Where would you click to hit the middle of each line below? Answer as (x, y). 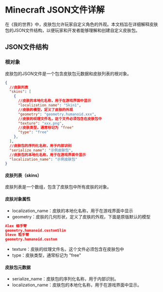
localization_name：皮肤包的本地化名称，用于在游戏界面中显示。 (77, 285)
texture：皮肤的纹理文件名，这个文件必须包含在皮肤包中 (68, 249)
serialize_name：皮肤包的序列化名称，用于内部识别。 (65, 279)
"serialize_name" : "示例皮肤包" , (41, 150)
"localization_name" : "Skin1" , (49, 105)
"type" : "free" (33, 132)
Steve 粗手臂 (17, 235)
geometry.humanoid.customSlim (36, 231)
